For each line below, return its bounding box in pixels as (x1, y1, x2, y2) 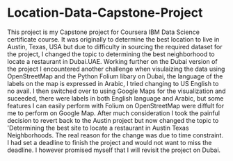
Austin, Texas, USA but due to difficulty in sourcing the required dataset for (7, 42, 223, 51)
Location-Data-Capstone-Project (7, 5, 203, 21)
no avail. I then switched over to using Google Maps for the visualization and (7, 87, 226, 95)
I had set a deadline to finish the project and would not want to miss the (7, 138, 212, 146)
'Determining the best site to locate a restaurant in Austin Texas (7, 124, 189, 132)
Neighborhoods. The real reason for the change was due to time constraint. (7, 130, 224, 139)
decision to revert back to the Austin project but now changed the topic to (7, 116, 219, 124)
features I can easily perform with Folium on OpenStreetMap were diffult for (7, 101, 225, 110)
